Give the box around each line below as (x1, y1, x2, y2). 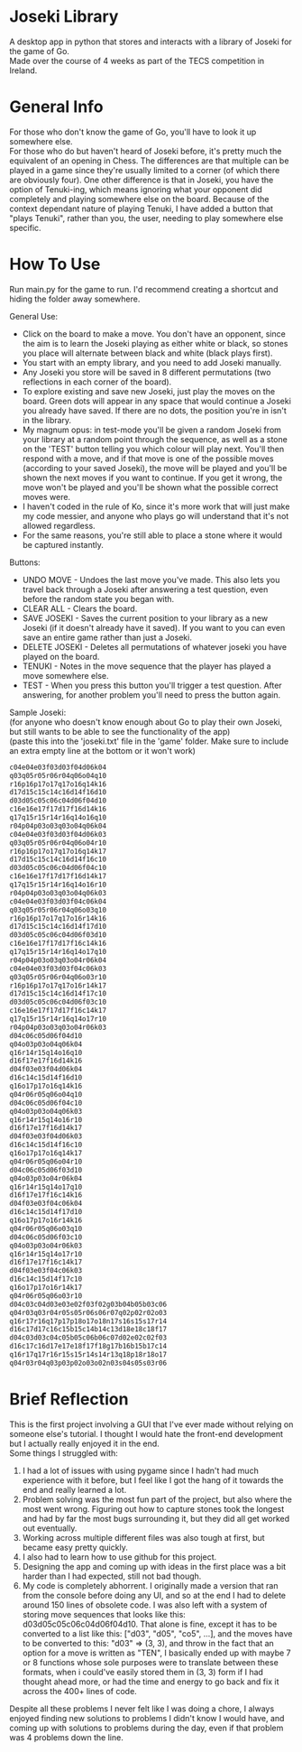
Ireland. (9, 65, 38, 76)
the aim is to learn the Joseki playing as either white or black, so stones (22, 338, 288, 348)
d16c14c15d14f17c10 (9, 1275, 83, 1284)
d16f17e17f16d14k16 (9, 1056, 83, 1066)
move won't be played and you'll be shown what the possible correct (22, 481, 279, 493)
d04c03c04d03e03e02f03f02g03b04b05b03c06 (9, 1300, 168, 1309)
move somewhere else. (22, 670, 110, 681)
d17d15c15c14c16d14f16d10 (9, 788, 106, 797)
